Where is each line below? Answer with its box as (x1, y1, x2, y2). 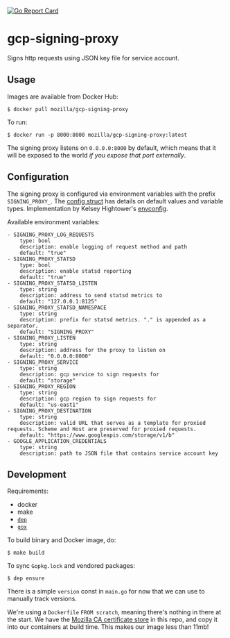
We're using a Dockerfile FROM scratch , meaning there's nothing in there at (7, 608, 222, 616)
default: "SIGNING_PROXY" (19, 328, 95, 335)
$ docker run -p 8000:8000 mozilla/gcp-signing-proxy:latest (7, 131, 188, 138)
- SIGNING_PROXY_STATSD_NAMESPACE (7, 304, 107, 311)
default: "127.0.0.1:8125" (19, 298, 98, 305)
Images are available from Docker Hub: (7, 92, 119, 101)
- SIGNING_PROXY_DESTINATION (7, 407, 91, 414)
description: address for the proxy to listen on (19, 346, 166, 353)
